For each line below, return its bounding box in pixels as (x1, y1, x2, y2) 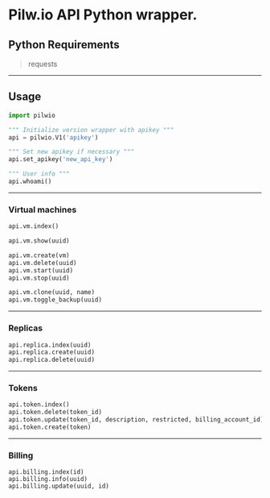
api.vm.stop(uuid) (8, 274, 70, 282)
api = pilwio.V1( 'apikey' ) (8, 133, 99, 142)
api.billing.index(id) (8, 468, 84, 476)
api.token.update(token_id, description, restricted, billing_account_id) (8, 416, 264, 424)
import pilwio (8, 111, 56, 119)
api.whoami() (8, 177, 52, 186)
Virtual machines (8, 204, 77, 215)
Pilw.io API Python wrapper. (8, 6, 198, 24)
